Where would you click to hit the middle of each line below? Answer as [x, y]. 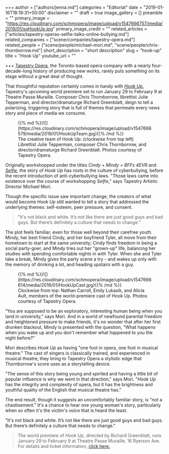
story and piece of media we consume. [46, 113]
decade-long [19, 71]
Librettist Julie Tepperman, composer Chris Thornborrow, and [82, 144]
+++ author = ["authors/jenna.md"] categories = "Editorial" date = [74, 7]
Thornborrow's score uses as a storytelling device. [58, 364]
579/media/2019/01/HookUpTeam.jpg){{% [61, 134]
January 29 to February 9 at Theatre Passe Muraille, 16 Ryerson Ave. [89, 441]
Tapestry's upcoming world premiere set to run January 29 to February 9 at [84, 91]
